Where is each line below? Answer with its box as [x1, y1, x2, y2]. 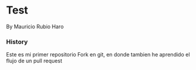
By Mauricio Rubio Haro [6, 23, 64, 30]
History [6, 38, 28, 46]
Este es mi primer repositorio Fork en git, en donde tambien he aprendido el [6, 51, 190, 58]
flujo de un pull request [6, 57, 63, 65]
